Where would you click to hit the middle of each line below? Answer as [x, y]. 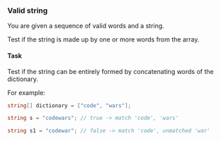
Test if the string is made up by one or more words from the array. [103, 39]
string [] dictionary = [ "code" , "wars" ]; [69, 105]
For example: [27, 92]
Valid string [28, 11]
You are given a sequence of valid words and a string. [86, 26]
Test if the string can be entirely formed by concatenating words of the [110, 71]
